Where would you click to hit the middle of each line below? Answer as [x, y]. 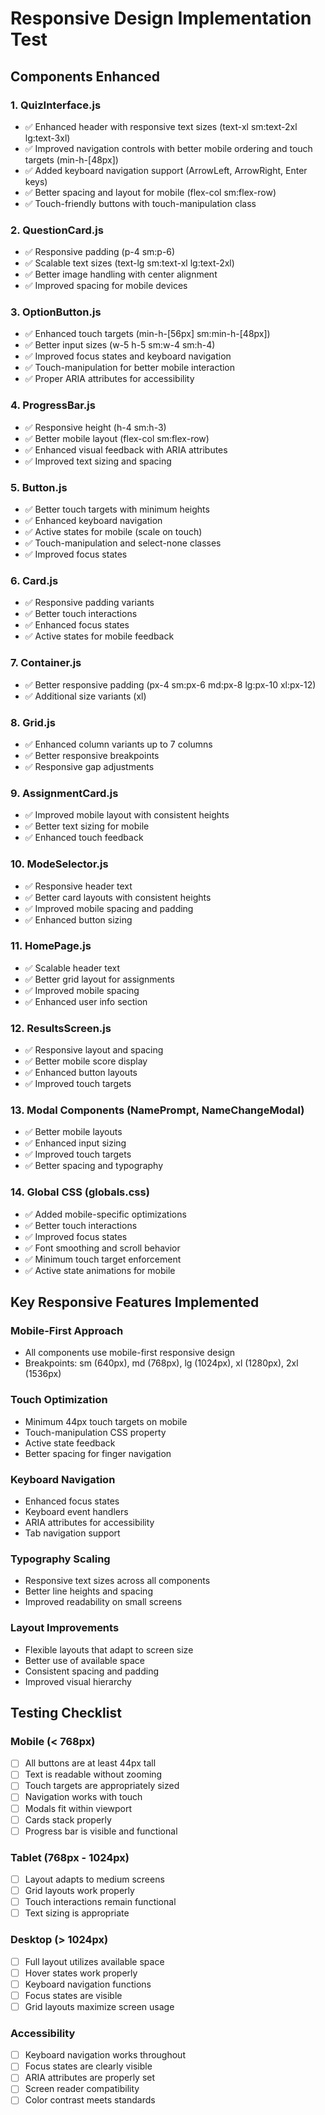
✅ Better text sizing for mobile [87, 826]
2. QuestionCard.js [57, 230]
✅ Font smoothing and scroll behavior [102, 1248]
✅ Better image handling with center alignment [121, 274]
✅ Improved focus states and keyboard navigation [128, 356]
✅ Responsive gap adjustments [89, 766]
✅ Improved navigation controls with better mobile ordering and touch [168, 148]
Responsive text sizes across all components [117, 1581]
